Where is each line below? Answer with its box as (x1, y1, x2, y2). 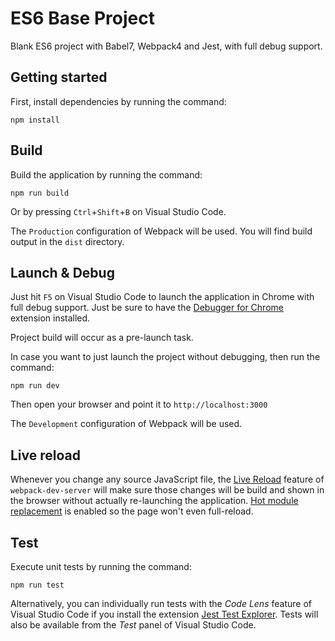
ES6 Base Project (10, 7, 155, 30)
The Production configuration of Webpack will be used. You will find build (10, 225, 313, 237)
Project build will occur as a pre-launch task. (10, 332, 194, 344)
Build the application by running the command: (10, 168, 203, 181)
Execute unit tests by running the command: (10, 561, 192, 572)
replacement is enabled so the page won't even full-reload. (10, 505, 254, 517)
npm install (10, 115, 60, 125)
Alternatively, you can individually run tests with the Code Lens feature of (10, 598, 312, 609)
